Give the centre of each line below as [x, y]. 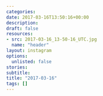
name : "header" [30, 45]
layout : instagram [29, 51]
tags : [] [17, 84]
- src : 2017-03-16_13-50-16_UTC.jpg [51, 39]
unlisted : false [32, 61]
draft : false [22, 28]
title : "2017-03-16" [32, 78]
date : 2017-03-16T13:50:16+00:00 [48, 17]
